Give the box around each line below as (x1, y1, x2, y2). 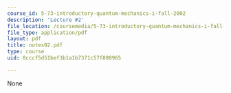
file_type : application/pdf (7, 29, 88, 36)
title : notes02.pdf (7, 42, 63, 49)
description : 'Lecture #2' (7, 16, 85, 23)
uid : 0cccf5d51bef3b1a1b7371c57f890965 (7, 55, 122, 62)
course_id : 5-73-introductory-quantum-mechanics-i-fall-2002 (7, 10, 186, 17)
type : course (7, 49, 45, 55)
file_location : (7, 23, 51, 29)
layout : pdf (7, 36, 41, 42)
